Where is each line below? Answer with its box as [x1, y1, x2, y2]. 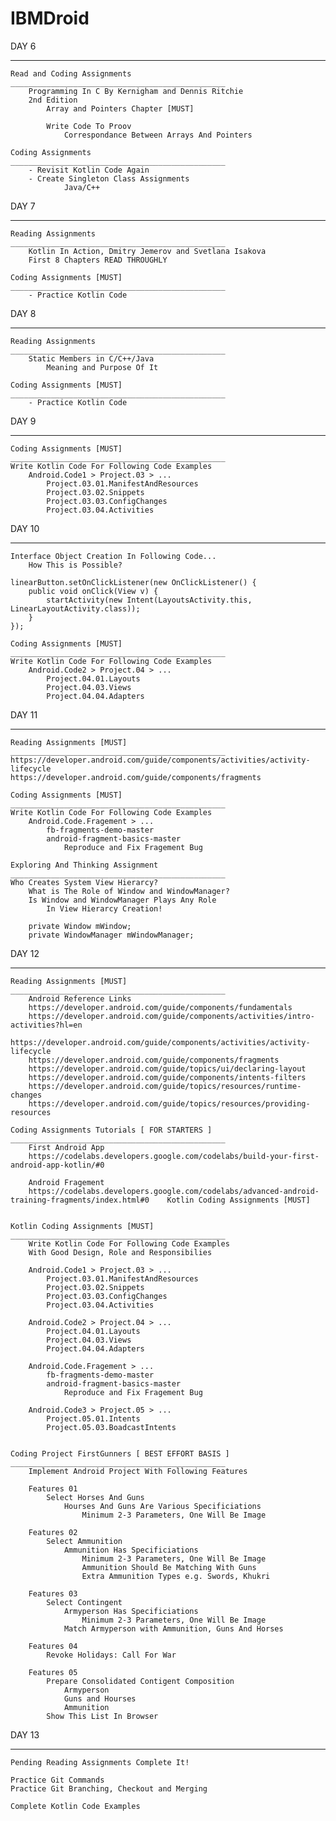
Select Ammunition [46, 1536, 123, 1546]
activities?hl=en [10, 1020, 83, 1030]
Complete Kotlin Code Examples [10, 1801, 141, 1811]
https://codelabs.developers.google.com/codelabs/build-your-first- [28, 1151, 320, 1161]
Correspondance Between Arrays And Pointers [63, 130, 253, 140]
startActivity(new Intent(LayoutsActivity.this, [46, 595, 253, 605]
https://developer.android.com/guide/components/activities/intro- [28, 1011, 315, 1021]
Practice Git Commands [10, 1775, 105, 1785]
